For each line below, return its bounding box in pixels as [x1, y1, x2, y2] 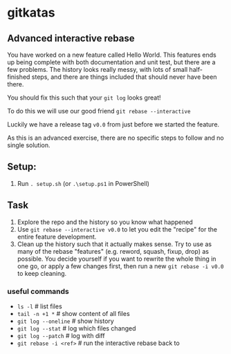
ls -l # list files [17, 302, 62, 310]
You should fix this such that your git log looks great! [7, 93, 161, 102]
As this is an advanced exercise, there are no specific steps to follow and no [7, 133, 224, 142]
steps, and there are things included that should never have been [31, 73, 217, 81]
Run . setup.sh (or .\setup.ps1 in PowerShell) [17, 179, 150, 187]
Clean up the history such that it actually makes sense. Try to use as [17, 240, 212, 248]
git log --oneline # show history [17, 317, 114, 325]
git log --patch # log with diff [17, 331, 105, 339]
